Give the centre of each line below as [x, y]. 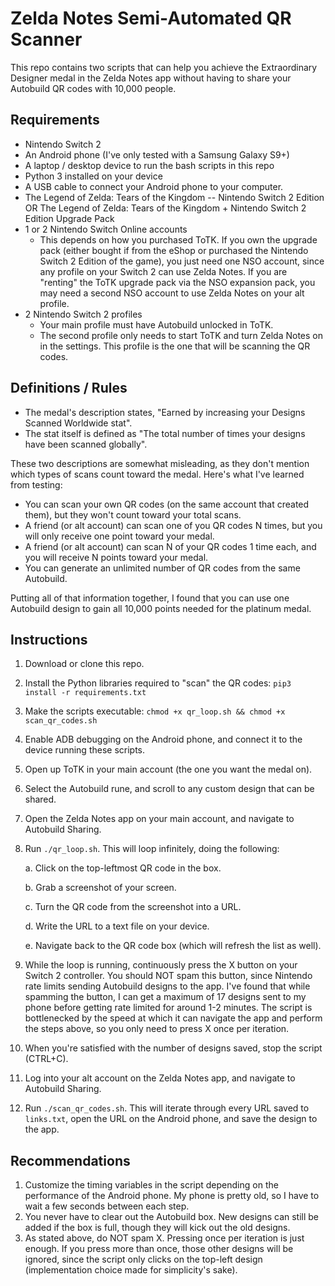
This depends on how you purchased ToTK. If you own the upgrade [178, 239]
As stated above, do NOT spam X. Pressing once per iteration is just [164, 1238]
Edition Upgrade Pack [69, 218]
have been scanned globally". [86, 444]
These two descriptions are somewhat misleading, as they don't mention [160, 463]
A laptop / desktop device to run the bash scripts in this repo [149, 165]
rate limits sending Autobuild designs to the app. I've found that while [167, 986]
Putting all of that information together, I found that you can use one [150, 598]
